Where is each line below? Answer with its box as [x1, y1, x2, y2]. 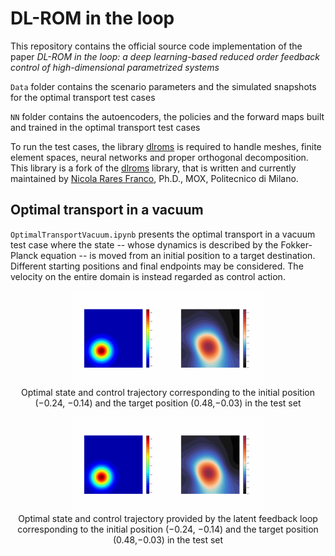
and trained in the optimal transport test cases [10, 121, 201, 133]
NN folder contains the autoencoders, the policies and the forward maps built [10, 110, 325, 122]
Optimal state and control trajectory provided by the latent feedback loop [18, 513, 318, 525]
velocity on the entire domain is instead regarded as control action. [10, 270, 286, 282]
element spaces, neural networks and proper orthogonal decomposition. [10, 151, 309, 163]
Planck [10, 249, 39, 261]
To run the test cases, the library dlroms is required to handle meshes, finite [10, 140, 322, 152]
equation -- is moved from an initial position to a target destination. [40, 249, 316, 261]
